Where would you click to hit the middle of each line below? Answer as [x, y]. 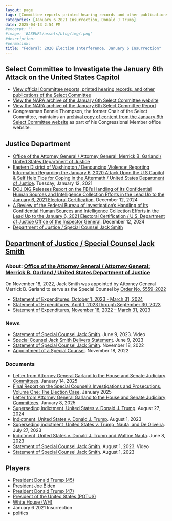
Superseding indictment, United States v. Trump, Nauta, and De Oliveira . [89, 424]
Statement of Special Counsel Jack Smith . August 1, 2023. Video [81, 446]
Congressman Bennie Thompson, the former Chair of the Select [80, 111]
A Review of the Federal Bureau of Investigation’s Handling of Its [80, 206]
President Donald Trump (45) [43, 480]
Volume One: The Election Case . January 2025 [62, 392]
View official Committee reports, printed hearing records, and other [84, 89]
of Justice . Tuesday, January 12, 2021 [52, 183]
